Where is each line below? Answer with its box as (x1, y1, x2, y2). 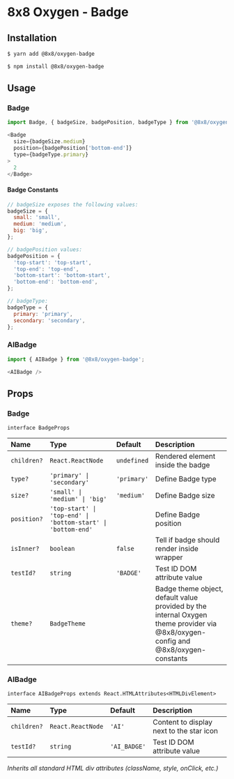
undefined (116, 457, 149, 464)
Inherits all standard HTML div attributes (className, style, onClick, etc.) (7, 764, 219, 773)
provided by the (155, 601, 207, 611)
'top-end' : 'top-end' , (13, 266, 79, 273)
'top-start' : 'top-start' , (13, 259, 92, 266)
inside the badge (155, 460, 210, 470)
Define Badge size (155, 491, 215, 501)
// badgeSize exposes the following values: (7, 201, 139, 208)
